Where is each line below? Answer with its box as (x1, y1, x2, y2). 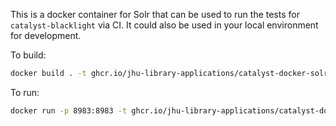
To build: (10, 49, 47, 61)
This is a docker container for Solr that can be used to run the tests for (10, 9, 300, 20)
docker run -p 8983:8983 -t (10, 105, 128, 116)
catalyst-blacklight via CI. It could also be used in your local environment (10, 19, 319, 31)
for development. (10, 30, 82, 41)
